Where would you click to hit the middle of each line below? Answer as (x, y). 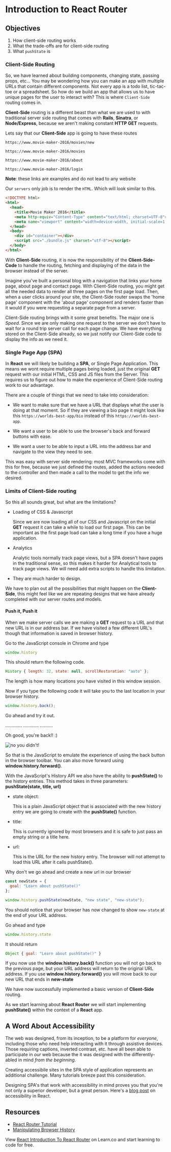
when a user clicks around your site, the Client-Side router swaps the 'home (85, 297)
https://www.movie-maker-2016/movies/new (50, 143)
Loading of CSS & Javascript (43, 512)
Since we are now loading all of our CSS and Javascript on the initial (84, 522)
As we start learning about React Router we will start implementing (76, 1005)
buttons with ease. (32, 436)
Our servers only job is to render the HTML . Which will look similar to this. (81, 189)
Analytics (22, 548)
